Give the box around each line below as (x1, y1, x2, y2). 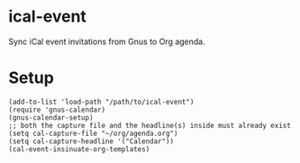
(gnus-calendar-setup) (8, 113, 94, 122)
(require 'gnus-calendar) (8, 105, 105, 114)
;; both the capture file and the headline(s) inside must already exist (8, 121, 292, 130)
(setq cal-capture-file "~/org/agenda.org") (8, 129, 178, 138)
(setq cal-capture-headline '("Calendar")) (8, 137, 175, 146)
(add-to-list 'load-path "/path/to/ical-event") (8, 97, 195, 106)
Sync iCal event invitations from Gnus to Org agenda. (8, 36, 206, 47)
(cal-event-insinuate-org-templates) (8, 144, 150, 154)
